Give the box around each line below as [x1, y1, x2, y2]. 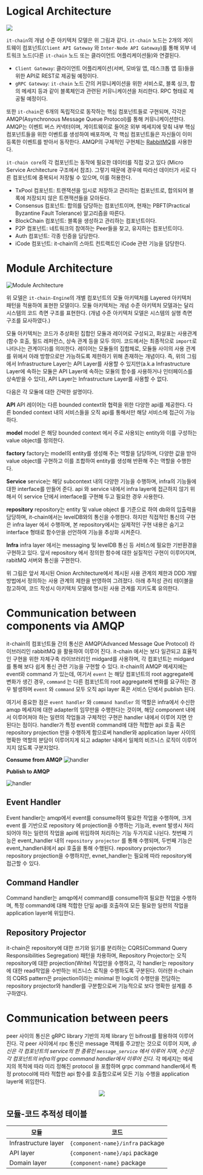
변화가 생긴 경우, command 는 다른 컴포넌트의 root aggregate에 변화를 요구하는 [6, 678, 190, 685]
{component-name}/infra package [69, 1139, 165, 1147]
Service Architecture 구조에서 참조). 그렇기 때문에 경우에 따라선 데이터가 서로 [6, 166, 190, 174]
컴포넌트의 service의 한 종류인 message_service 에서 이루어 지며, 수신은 [24, 1048, 195, 1055]
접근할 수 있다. [6, 859, 41, 867]
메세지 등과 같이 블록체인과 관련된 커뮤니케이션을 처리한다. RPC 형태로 [21, 87, 188, 95]
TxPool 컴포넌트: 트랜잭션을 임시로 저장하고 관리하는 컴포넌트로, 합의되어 [15, 186, 188, 194]
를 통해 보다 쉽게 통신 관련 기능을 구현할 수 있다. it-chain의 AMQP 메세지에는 [6, 663, 188, 670]
